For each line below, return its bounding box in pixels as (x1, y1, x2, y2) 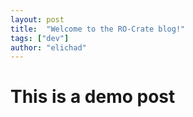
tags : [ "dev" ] (10, 33, 70, 43)
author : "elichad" (10, 42, 87, 53)
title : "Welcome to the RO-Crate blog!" (10, 24, 186, 34)
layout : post (10, 14, 65, 25)
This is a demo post (10, 86, 176, 108)
